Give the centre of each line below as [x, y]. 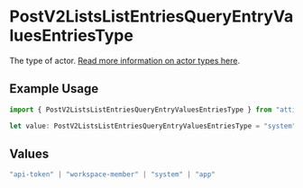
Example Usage [54, 89]
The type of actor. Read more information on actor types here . [125, 60]
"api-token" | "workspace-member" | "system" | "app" [113, 175]
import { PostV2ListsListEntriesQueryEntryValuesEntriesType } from [141, 110]
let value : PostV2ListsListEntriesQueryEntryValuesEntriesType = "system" [153, 126]
